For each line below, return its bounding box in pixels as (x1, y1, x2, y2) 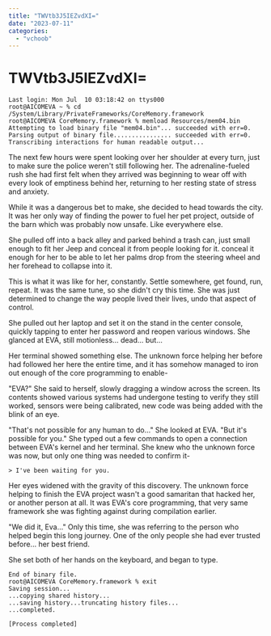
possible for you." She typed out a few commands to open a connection (8, 434, 248, 444)
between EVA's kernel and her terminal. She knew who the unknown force (8, 442, 256, 453)
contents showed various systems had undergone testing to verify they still (8, 393, 259, 402)
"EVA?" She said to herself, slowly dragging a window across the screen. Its (8, 384, 260, 394)
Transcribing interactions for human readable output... (8, 138, 205, 146)
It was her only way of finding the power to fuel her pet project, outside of (8, 211, 255, 221)
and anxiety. (8, 187, 50, 196)
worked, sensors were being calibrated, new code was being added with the (8, 401, 263, 411)
